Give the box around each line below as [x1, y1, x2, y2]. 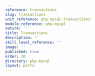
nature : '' [5, 26, 28, 31]
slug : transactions [5, 12, 46, 17]
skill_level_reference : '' [5, 40, 61, 45]
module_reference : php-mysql [5, 21, 66, 26]
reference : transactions [5, 7, 57, 12]
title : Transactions [5, 30, 48, 35]
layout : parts [5, 63, 35, 68]
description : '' [5, 35, 39, 40]
